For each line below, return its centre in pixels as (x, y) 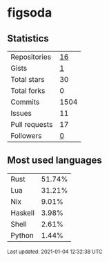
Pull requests (32, 124)
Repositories (31, 57)
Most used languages (54, 160)
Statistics (28, 38)
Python (22, 235)
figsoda (30, 13)
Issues (21, 113)
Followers (27, 136)
